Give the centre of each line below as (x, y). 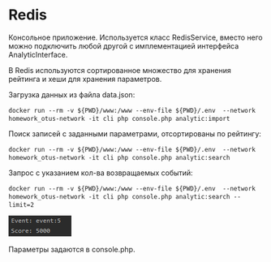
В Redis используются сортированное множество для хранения (120, 70)
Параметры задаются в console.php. (72, 249)
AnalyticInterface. (38, 54)
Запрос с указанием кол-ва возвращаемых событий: (101, 173)
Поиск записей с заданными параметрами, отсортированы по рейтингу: (135, 133)
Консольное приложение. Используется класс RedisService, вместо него (135, 37)
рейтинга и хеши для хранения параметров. (85, 79)
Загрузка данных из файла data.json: (72, 94)
